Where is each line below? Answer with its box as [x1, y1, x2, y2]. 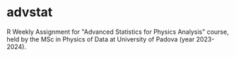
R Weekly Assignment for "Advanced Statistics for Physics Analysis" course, [6, 27, 229, 36]
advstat [6, 4, 53, 20]
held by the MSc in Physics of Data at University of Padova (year [6, 34, 195, 43]
